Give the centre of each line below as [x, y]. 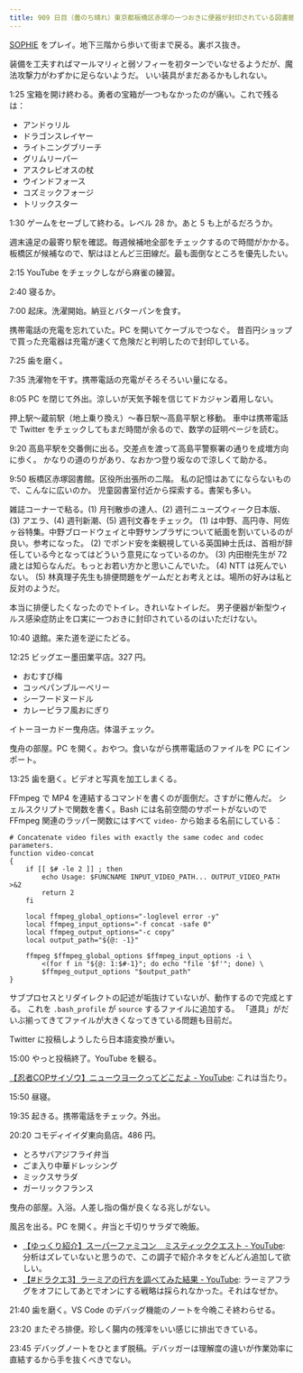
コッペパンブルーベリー [66, 687]
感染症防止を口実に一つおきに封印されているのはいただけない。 [143, 618]
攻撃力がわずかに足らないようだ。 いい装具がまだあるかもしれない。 [144, 75]
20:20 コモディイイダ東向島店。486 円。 [85, 1135]
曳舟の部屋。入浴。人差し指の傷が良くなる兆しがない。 [112, 1207]
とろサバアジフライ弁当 [66, 1154]
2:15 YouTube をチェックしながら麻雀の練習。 [95, 272]
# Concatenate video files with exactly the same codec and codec [137, 837]
